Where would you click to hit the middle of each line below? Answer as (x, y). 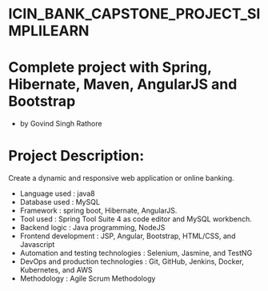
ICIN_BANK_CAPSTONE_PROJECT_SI (134, 14)
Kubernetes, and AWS (56, 270)
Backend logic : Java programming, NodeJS (92, 228)
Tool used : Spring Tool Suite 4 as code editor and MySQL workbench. (136, 219)
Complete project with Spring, (110, 68)
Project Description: (76, 156)
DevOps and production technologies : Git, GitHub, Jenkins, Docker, (132, 261)
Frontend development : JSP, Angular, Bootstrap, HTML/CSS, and (128, 236)
